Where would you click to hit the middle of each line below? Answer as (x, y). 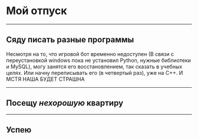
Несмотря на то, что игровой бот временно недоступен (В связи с (90, 54)
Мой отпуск (37, 11)
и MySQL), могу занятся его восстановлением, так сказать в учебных (94, 67)
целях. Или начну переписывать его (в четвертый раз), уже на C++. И (95, 72)
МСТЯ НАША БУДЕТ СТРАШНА (45, 79)
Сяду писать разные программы (70, 40)
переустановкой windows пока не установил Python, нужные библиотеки (99, 60)
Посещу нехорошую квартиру (65, 103)
